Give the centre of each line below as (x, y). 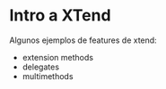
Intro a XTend (60, 16)
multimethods (48, 76)
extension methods (58, 57)
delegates (41, 67)
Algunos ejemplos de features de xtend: (83, 40)
